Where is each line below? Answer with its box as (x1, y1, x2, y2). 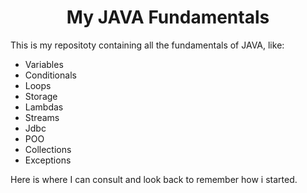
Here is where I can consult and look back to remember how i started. (10, 173, 298, 185)
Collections (24, 143, 72, 155)
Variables (24, 58, 64, 70)
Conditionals (24, 69, 77, 81)
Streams (24, 111, 60, 123)
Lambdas (24, 101, 64, 113)
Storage (24, 90, 58, 102)
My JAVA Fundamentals (66, 6, 270, 29)
